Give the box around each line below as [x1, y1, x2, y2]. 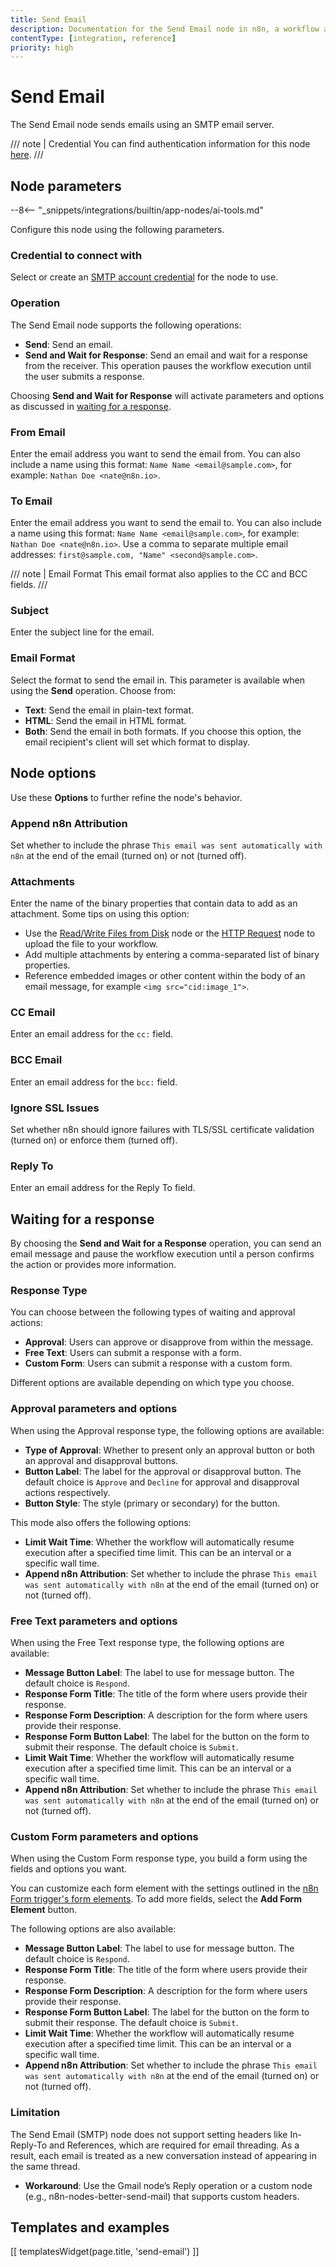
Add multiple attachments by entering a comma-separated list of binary [24, 949, 320, 961]
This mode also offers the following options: [10, 1516, 192, 1528]
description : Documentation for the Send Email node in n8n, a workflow [10, 24, 320, 34]
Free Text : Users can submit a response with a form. [24, 1347, 242, 1359]
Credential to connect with [10, 248, 143, 262]
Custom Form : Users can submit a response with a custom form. [24, 1357, 293, 1370]
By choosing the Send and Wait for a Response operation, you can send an [10, 1237, 322, 1250]
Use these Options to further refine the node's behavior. [10, 791, 243, 803]
